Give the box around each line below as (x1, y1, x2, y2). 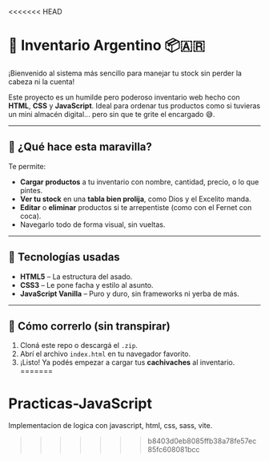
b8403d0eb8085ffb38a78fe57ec (147, 436, 257, 446)
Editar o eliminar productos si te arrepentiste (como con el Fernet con (19, 202, 252, 212)
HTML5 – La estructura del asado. (19, 272, 133, 281)
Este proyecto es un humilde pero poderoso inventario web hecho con (8, 92, 240, 102)
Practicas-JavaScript (8, 394, 152, 412)
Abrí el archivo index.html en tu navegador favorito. (19, 349, 191, 359)
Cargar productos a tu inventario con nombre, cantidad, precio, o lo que (19, 176, 259, 187)
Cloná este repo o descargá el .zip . (19, 341, 139, 350)
